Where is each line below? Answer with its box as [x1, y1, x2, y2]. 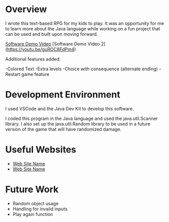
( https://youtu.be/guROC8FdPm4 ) [5, 46, 76, 52]
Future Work [5, 184, 59, 195]
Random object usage [12, 200, 59, 206]
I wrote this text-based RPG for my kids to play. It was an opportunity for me [5, 20, 164, 26]
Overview [5, 4, 47, 15]
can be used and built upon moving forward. [5, 31, 98, 37]
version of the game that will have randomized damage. [5, 126, 122, 132]
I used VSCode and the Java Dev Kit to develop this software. [5, 105, 134, 112]
